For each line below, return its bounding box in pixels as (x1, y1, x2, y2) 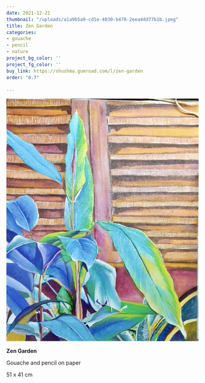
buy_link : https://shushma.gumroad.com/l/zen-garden (6, 68, 143, 74)
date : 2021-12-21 (6, 10, 51, 16)
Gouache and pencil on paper (6, 359, 81, 366)
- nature (6, 49, 29, 55)
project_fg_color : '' (6, 61, 62, 67)
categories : (6, 29, 37, 35)
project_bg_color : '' (6, 55, 62, 61)
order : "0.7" (6, 74, 40, 81)
